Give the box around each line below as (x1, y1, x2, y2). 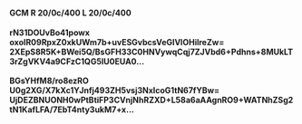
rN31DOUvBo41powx (9, 27, 91, 38)
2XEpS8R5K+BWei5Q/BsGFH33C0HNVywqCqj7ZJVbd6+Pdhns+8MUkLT (9, 46, 294, 58)
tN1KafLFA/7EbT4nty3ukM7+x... (9, 104, 134, 115)
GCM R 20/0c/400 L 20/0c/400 (9, 7, 132, 18)
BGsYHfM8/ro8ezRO (9, 75, 89, 86)
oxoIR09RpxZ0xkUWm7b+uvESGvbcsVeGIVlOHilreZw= (9, 37, 225, 48)
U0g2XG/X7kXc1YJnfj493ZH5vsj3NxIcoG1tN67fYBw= (9, 85, 220, 96)
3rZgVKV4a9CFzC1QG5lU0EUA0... (9, 56, 145, 67)
